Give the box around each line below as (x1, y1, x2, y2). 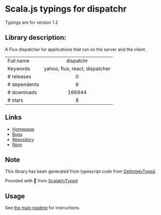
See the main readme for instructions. (5, 205, 80, 211)
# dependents (7, 81, 40, 88)
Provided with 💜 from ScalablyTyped (5, 178, 78, 184)
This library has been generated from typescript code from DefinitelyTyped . (5, 168, 157, 174)
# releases (7, 73, 32, 80)
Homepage (12, 126, 35, 132)
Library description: (5, 33, 66, 42)
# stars (7, 97, 23, 103)
